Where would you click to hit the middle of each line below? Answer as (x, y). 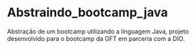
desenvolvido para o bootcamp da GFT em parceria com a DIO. (96, 38)
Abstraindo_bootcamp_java (88, 13)
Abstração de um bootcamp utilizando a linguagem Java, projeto (98, 31)
